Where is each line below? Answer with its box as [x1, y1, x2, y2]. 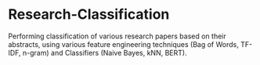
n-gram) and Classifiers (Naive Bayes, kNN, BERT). [22, 48, 187, 57]
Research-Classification [8, 5, 170, 23]
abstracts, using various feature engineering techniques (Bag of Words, [8, 39, 239, 49]
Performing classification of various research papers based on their [8, 31, 226, 41]
